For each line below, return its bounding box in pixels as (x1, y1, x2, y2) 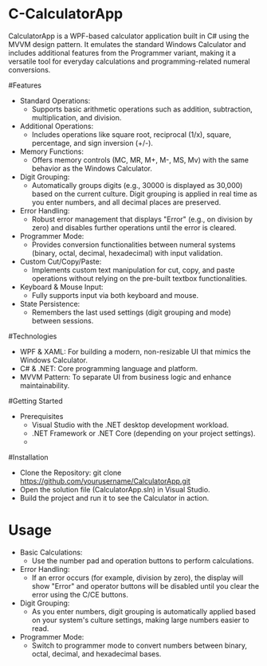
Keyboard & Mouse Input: (19, 282, 104, 292)
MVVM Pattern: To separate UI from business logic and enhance (19, 372, 232, 382)
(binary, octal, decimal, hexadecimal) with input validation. (31, 248, 223, 257)
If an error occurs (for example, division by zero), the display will (31, 573, 244, 582)
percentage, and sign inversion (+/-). (31, 138, 154, 147)
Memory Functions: (19, 147, 84, 156)
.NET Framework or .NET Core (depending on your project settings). (31, 428, 256, 438)
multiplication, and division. (31, 112, 122, 122)
